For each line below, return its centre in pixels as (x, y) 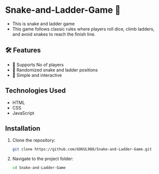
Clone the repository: (34, 140)
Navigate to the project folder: (43, 159)
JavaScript (23, 113)
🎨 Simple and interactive (37, 75)
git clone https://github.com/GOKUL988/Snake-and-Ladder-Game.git (82, 149)
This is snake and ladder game (43, 24)
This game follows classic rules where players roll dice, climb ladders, (83, 29)
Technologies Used (35, 91)
